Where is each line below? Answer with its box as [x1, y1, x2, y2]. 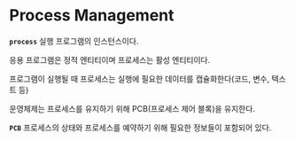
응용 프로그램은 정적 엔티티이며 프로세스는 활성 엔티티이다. [9, 54, 211, 65]
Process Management [9, 5, 175, 26]
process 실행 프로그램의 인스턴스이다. [9, 35, 139, 46]
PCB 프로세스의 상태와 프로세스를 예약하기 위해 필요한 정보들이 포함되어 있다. [9, 121, 272, 133]
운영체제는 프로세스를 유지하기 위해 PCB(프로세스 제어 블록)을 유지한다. [9, 103, 255, 114]
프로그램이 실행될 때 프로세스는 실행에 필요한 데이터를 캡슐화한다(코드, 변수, [9, 73, 270, 84]
